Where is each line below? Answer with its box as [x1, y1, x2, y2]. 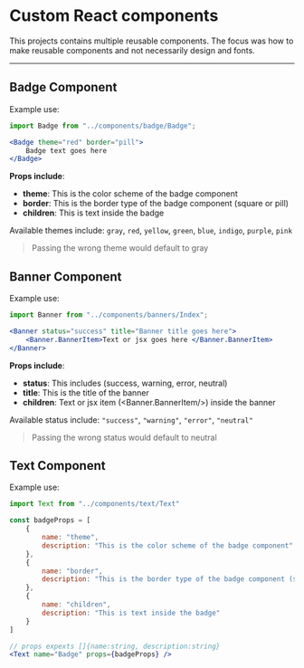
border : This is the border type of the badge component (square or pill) [22, 198, 290, 209]
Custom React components [9, 5, 219, 26]
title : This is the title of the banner [22, 386, 149, 398]
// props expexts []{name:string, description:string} [9, 642, 221, 651]
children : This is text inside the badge [22, 207, 165, 218]
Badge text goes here [25, 146, 107, 155]
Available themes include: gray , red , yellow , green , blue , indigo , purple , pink [9, 225, 292, 236]
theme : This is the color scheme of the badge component [22, 188, 238, 199]
